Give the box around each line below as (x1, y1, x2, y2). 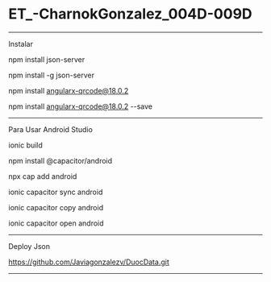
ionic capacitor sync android (8, 187, 103, 197)
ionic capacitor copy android (8, 202, 103, 212)
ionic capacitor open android (8, 218, 104, 228)
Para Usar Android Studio (8, 124, 93, 134)
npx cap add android (8, 171, 77, 181)
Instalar (8, 39, 34, 48)
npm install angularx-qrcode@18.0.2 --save (8, 102, 153, 111)
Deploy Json (8, 241, 51, 251)
